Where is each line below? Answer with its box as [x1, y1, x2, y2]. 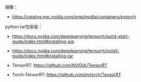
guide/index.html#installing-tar [12, 53, 73, 59]
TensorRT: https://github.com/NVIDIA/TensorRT [12, 62, 108, 68]
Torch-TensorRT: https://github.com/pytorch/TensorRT [12, 72, 122, 77]
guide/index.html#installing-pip [12, 39, 74, 44]
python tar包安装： [5, 24, 42, 29]
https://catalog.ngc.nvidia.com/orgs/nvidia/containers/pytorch [12, 14, 136, 19]
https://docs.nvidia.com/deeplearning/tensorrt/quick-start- [12, 33, 129, 39]
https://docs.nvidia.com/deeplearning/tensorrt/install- [12, 48, 120, 54]
